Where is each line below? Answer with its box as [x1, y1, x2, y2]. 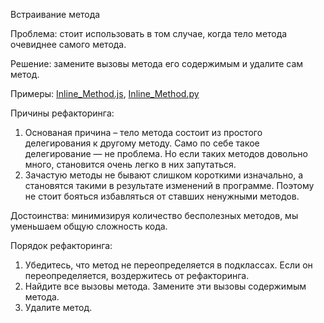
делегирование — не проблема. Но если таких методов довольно [24, 148, 308, 159]
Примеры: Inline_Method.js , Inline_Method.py [10, 88, 200, 99]
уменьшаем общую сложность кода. [10, 220, 168, 232]
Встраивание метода [10, 9, 101, 20]
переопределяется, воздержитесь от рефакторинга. [24, 270, 250, 281]
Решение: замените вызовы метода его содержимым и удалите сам [10, 58, 304, 69]
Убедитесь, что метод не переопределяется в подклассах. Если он [24, 259, 313, 271]
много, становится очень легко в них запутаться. [24, 159, 237, 170]
